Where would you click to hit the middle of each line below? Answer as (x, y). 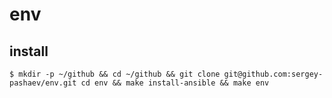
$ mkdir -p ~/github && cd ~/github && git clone (115, 74)
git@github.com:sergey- (273, 74)
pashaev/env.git (43, 83)
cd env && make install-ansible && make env (175, 83)
